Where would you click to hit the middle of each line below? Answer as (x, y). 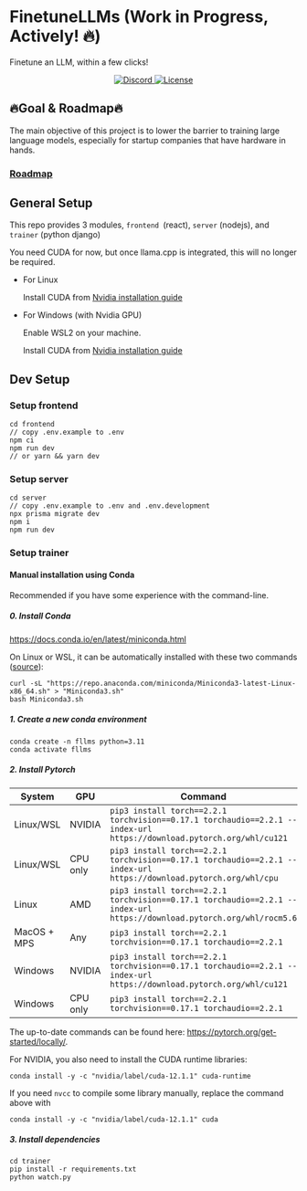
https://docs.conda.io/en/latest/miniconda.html (98, 639)
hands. (22, 150)
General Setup (51, 203)
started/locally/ (37, 1041)
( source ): (26, 666)
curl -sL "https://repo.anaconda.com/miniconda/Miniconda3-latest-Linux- (153, 683)
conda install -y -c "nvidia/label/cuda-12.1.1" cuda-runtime (130, 1076)
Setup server (39, 480)
